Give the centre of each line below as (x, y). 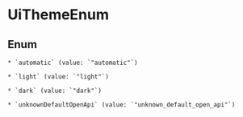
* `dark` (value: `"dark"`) (55, 91)
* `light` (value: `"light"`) (59, 77)
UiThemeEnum (59, 15)
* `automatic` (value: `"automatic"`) (73, 63)
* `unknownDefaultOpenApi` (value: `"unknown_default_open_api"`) (121, 105)
